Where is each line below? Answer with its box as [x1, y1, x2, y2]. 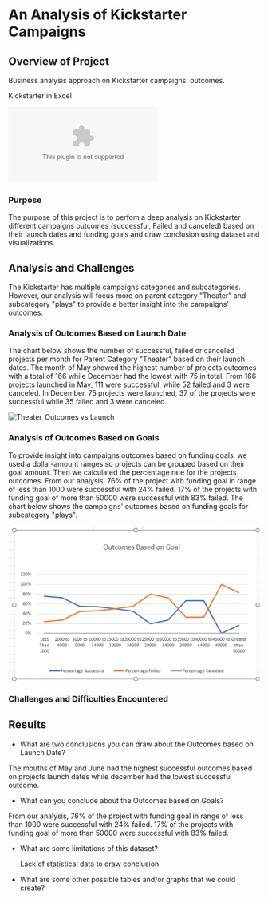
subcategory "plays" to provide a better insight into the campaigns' [8, 300, 230, 309]
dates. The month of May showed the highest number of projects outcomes [8, 363, 257, 372]
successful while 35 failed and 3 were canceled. [8, 397, 167, 407]
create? [19, 883, 45, 893]
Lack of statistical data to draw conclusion [19, 859, 160, 869]
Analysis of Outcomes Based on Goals [8, 432, 160, 444]
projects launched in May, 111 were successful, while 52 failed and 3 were [8, 380, 250, 389]
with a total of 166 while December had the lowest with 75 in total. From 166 [8, 372, 257, 381]
